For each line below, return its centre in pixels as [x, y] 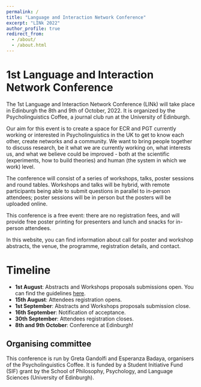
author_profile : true [33, 28]
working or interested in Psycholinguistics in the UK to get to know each [95, 135]
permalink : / [22, 12]
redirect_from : [25, 34]
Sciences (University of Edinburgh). [50, 377]
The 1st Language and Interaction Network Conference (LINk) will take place [100, 104]
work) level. [21, 167]
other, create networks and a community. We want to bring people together [99, 141]
